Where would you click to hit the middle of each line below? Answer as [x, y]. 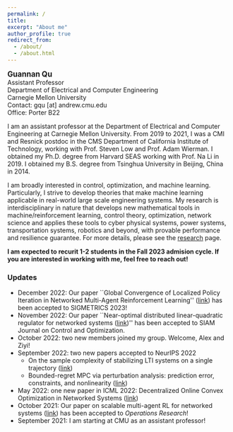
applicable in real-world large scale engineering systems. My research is [113, 200]
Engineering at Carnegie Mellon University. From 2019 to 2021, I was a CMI [116, 133]
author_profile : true [39, 34]
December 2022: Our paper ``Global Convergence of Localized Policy [119, 293]
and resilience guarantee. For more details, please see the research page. [114, 237]
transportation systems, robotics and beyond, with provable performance [114, 230]
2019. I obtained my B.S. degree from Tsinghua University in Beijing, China [115, 164]
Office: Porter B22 [34, 112]
